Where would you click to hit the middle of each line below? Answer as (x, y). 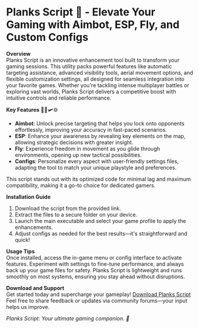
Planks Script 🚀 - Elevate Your (81, 12)
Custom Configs (47, 37)
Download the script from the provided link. (68, 208)
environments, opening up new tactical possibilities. (78, 155)
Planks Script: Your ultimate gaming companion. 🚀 (68, 318)
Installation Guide (29, 197)
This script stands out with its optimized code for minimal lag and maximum (99, 179)
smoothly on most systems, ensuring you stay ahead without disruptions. (96, 276)
